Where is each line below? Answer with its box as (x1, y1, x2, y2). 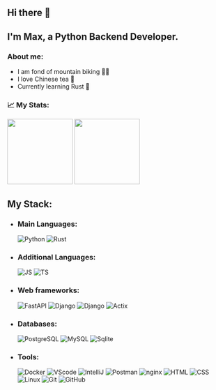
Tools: (17, 352, 40, 361)
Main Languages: (17, 219, 78, 229)
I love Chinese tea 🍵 (17, 75, 75, 84)
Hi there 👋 (7, 7, 51, 19)
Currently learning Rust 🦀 (17, 82, 90, 91)
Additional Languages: (17, 252, 96, 262)
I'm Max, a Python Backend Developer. (7, 31, 179, 43)
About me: (7, 52, 44, 61)
